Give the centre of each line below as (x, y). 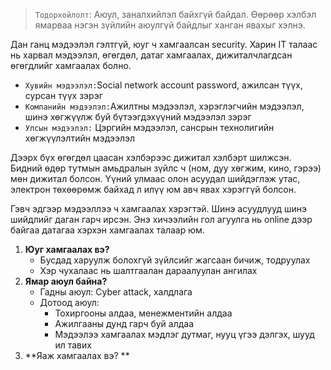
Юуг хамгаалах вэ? (67, 249)
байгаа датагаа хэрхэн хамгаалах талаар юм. (107, 230)
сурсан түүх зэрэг (63, 95)
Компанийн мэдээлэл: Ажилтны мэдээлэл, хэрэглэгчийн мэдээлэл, (164, 106)
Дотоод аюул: (69, 302)
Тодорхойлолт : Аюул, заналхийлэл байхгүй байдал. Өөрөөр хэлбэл (175, 14)
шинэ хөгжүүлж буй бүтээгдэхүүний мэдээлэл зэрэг (138, 117)
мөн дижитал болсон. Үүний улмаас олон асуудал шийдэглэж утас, (155, 178)
